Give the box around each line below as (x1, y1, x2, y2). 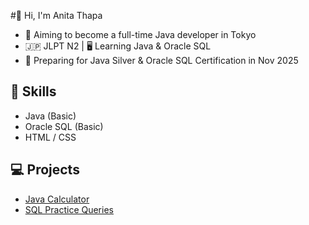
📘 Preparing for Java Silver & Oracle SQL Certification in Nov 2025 (24, 55, 299, 66)
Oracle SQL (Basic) (24, 120, 104, 132)
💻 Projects (10, 161, 80, 179)
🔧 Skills (10, 83, 57, 100)
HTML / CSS (24, 131, 77, 143)
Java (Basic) (24, 110, 77, 122)
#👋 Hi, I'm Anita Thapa (10, 10, 103, 21)
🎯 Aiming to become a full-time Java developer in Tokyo (24, 29, 257, 40)
